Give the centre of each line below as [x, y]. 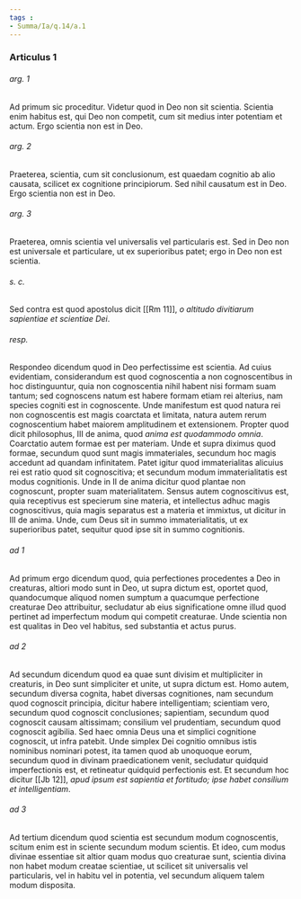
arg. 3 [20, 214]
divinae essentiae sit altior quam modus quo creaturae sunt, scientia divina [148, 857]
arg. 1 [19, 79]
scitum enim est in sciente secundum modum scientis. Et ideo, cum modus [147, 847]
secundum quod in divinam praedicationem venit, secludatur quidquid [139, 760]
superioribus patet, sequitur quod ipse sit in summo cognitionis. [127, 530]
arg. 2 [20, 147]
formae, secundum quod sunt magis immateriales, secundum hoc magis [143, 453]
